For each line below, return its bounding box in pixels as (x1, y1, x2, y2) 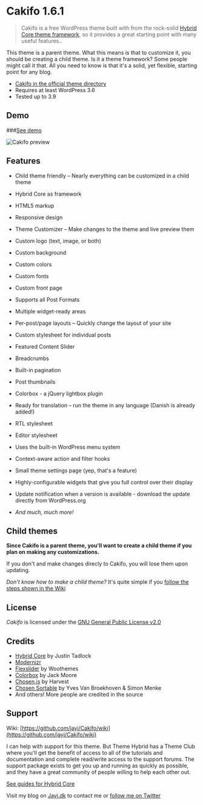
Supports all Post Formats (15, 296, 80, 303)
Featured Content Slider (15, 342, 75, 350)
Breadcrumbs (15, 355, 50, 362)
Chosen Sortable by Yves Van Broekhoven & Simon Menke (15, 684, 162, 692)
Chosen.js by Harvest (15, 678, 69, 685)
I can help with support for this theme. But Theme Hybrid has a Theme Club (6, 743, 196, 750)
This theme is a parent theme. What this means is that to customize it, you (6, 48, 191, 56)
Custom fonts (15, 272, 50, 279)
